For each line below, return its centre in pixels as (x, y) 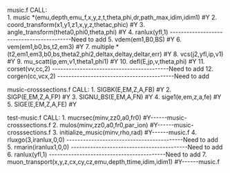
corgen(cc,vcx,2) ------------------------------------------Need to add (108, 76)
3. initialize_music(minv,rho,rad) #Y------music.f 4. (124, 132)
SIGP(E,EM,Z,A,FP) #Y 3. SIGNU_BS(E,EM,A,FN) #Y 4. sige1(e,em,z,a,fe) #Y (114, 97)
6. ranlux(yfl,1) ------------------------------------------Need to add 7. (107, 154)
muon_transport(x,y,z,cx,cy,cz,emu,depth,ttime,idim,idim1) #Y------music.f (113, 162)
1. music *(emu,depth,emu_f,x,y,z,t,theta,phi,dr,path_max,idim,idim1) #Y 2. (112, 17)
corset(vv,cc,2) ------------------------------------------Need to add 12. (111, 69)
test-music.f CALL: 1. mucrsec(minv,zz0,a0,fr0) (74, 118)
